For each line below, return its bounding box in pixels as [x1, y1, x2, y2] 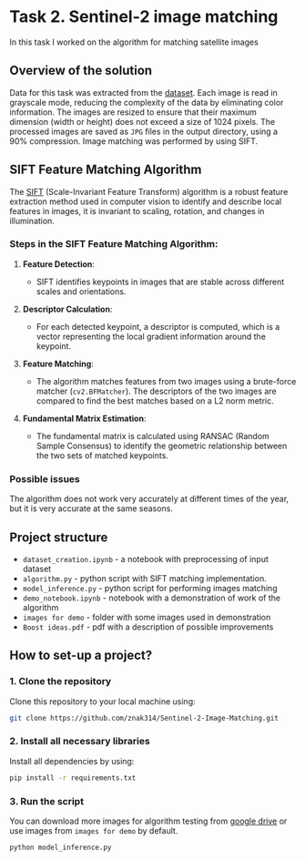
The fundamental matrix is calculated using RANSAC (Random [36, 430, 270, 441]
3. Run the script [9, 794, 85, 807]
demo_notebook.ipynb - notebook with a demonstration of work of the [22, 592, 280, 603]
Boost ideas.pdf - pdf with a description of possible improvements [22, 621, 274, 632]
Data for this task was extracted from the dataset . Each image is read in [9, 87, 278, 97]
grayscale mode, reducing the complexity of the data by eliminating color [9, 97, 284, 108]
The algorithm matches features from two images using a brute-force [36, 375, 297, 386]
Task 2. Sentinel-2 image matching [9, 6, 279, 27]
